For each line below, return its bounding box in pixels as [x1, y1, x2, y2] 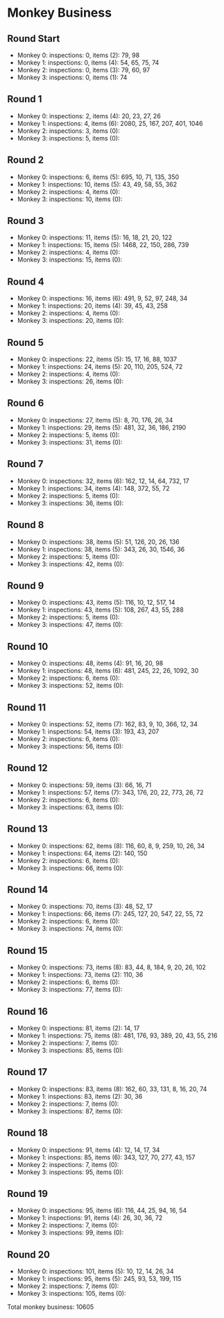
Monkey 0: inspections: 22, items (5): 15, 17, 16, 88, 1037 [17, 355, 178, 363]
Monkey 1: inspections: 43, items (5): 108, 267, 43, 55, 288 [17, 605, 184, 614]
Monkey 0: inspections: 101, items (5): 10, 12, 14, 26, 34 [17, 1267, 175, 1276]
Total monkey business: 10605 [7, 1303, 94, 1311]
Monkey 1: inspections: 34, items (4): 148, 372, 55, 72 [17, 484, 170, 492]
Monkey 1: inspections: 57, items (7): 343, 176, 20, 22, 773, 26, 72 [17, 788, 204, 796]
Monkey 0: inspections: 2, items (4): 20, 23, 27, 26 [17, 111, 161, 120]
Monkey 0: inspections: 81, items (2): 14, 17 [17, 1024, 140, 1032]
